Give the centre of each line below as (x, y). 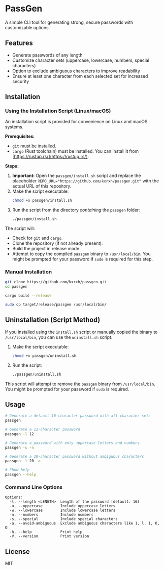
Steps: (12, 166)
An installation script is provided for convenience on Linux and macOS (76, 122)
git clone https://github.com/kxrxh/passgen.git (56, 282)
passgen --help (21, 475)
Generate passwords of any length (47, 55)
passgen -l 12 (20, 434)
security (21, 81)
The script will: (20, 228)
